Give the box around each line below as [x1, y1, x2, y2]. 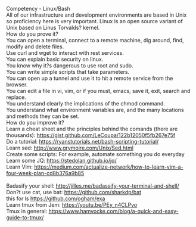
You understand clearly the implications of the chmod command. [6, 100, 166, 107]
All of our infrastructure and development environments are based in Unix [6, 11, 187, 18]
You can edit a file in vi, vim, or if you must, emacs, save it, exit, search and [6, 88, 191, 94]
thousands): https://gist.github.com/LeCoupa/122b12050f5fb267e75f [6, 132, 176, 139]
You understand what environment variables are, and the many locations [6, 107, 185, 113]
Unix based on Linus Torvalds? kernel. [6, 24, 100, 31]
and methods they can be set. [6, 113, 79, 120]
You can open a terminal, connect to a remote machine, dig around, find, [6, 37, 184, 43]
